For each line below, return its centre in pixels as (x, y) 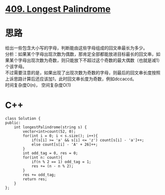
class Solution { (23, 119)
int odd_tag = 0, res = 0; (50, 153)
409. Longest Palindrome (58, 9)
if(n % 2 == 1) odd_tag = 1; (61, 162)
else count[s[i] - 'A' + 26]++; (65, 145)
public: (13, 123)
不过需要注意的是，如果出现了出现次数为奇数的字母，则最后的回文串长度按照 (83, 73)
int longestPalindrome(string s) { (50, 127)
